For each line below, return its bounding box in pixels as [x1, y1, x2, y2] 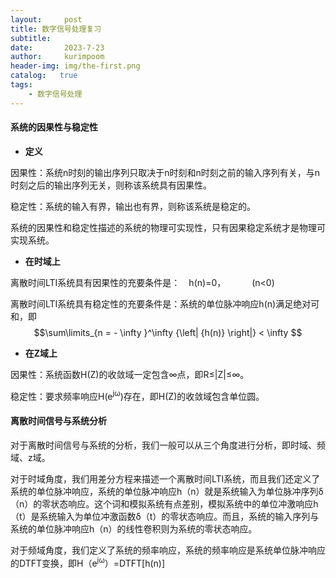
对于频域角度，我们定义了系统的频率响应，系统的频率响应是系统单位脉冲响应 [10, 544, 326, 556]
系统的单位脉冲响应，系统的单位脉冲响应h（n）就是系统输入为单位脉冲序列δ [10, 485, 324, 497]
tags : [10, 80, 33, 90]
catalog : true [10, 71, 78, 81]
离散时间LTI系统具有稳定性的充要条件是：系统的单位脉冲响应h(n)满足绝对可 [10, 297, 320, 310]
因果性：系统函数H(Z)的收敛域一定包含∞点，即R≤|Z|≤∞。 [10, 368, 250, 380]
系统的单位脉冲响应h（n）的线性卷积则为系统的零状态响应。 [10, 522, 258, 535]
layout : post [10, 14, 83, 25]
